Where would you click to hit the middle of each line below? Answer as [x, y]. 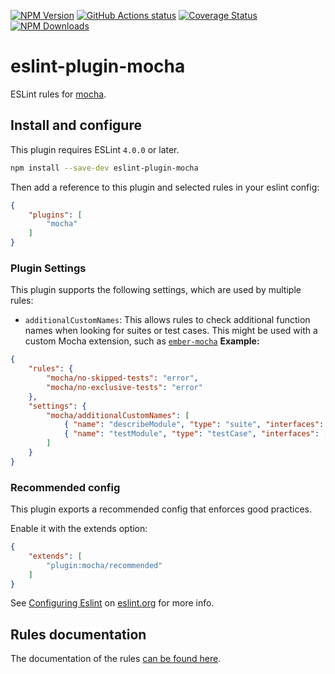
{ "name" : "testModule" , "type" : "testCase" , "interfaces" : [191, 434]
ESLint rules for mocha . [58, 94]
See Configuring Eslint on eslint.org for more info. [112, 603]
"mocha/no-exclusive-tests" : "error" [124, 387]
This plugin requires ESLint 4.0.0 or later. [95, 149]
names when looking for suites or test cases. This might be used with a [171, 331]
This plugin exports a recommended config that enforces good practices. [161, 509]
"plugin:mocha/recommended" [104, 565]
